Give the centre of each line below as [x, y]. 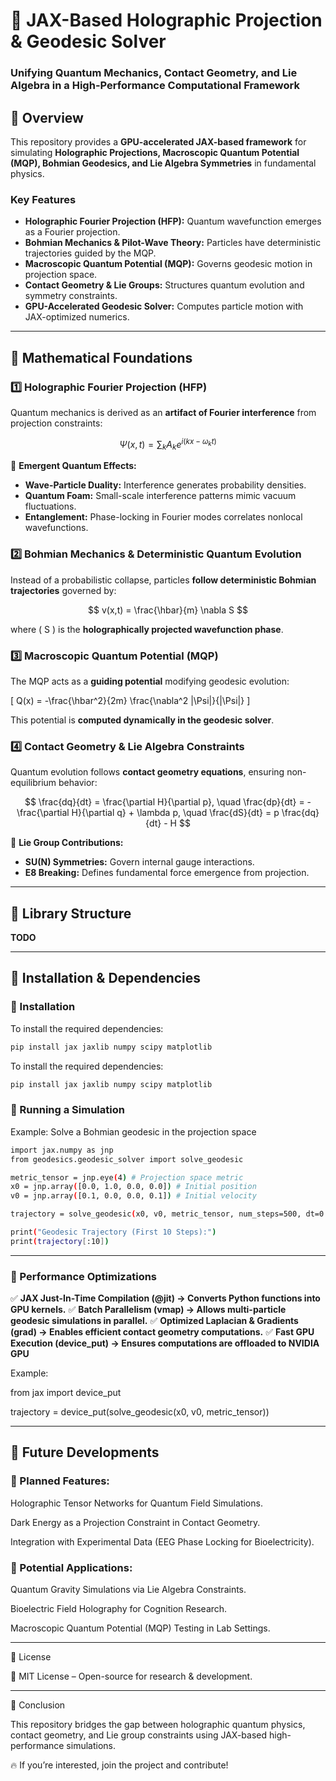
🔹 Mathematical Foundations [101, 357]
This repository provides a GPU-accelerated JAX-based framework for [158, 141]
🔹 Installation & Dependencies [106, 978]
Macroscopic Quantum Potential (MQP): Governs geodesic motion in [168, 264]
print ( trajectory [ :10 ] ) [60, 1241]
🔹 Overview [47, 117]
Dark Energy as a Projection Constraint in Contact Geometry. [135, 1522]
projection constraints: [56, 423]
